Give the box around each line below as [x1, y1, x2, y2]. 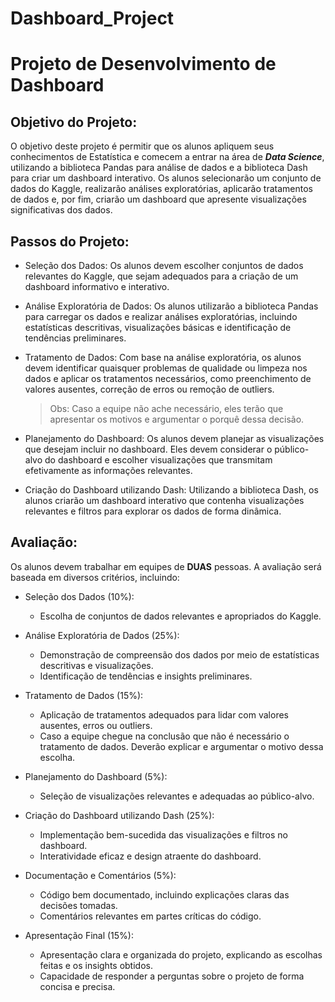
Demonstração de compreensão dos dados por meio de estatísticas [39, 648, 320, 661]
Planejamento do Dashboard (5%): [24, 770, 168, 782]
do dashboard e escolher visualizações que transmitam [44, 454, 273, 466]
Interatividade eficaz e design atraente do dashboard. [39, 850, 262, 862]
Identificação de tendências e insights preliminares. [39, 670, 253, 682]
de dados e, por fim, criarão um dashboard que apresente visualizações [10, 193, 307, 206]
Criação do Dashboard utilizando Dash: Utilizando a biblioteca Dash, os [24, 484, 319, 496]
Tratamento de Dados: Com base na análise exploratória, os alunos [24, 352, 302, 363]
